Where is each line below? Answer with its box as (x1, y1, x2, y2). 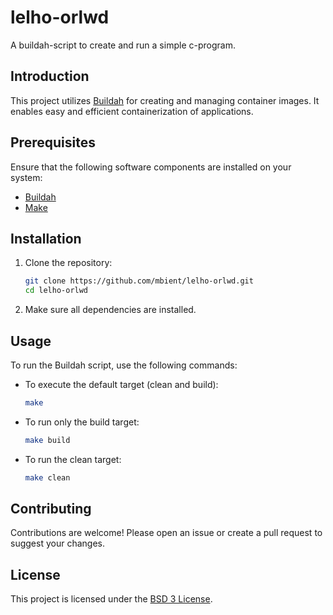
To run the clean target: (24, 453, 122, 465)
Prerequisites (10, 134, 96, 151)
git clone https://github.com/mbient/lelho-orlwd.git (24, 276, 254, 286)
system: (10, 171, 43, 183)
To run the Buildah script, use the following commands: (10, 359, 238, 371)
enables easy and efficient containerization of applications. (10, 105, 254, 117)
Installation (10, 230, 82, 247)
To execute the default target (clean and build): (24, 378, 219, 390)
